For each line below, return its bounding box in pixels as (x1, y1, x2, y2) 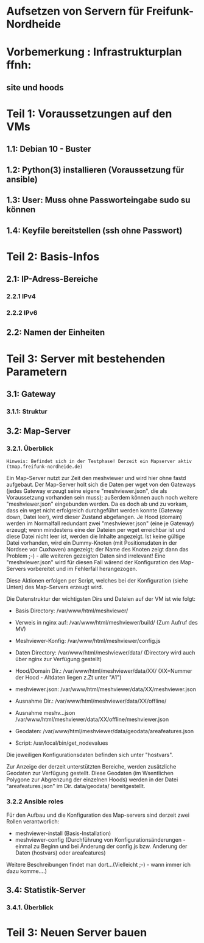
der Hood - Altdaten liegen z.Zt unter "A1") (15, 673, 122, 681)
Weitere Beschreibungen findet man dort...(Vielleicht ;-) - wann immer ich (6, 861, 191, 868)
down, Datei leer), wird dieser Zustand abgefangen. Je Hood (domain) (6, 513, 183, 520)
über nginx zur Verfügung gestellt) (15, 655, 102, 662)
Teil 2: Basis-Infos (6, 249, 100, 264)
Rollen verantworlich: (6, 817, 60, 825)
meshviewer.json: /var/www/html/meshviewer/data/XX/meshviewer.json (15, 685, 197, 693)
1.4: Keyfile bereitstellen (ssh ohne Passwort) (6, 225, 183, 235)
